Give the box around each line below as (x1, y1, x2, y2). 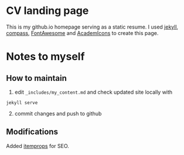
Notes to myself (6, 50, 85, 64)
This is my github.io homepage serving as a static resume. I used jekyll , (6, 23, 179, 30)
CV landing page (6, 4, 89, 17)
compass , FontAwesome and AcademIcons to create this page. (6, 29, 159, 36)
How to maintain (6, 73, 67, 83)
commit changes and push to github (14, 110, 102, 117)
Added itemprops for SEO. (6, 142, 69, 149)
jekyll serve (6, 100, 38, 105)
